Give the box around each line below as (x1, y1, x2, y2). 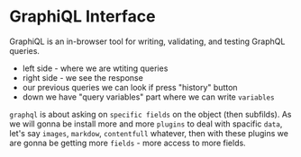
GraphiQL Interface (9, 6, 156, 27)
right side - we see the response (22, 72, 144, 83)
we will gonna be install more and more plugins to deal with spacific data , (9, 118, 283, 129)
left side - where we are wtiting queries (22, 63, 169, 74)
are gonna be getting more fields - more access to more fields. (9, 137, 246, 148)
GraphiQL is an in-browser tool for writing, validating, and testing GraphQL (9, 36, 286, 47)
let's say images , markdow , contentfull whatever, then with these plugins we (9, 127, 288, 138)
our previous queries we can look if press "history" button (22, 82, 238, 92)
